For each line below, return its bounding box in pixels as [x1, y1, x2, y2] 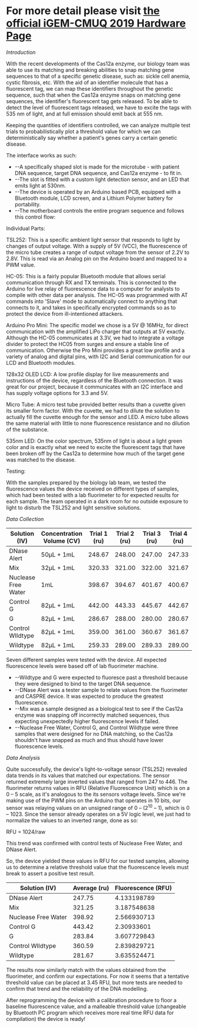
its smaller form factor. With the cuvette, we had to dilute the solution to [6, 407, 180, 414]
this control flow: [14, 213, 56, 220]
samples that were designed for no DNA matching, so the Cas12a [14, 730, 173, 737]
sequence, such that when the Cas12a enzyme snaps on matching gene [6, 91, 181, 98]
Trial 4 [169, 529, 187, 538]
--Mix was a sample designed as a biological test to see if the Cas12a [14, 705, 183, 712]
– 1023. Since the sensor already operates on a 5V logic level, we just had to [6, 810, 191, 818]
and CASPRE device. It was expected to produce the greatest [14, 693, 164, 700]
